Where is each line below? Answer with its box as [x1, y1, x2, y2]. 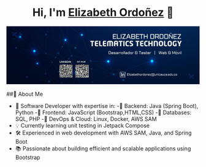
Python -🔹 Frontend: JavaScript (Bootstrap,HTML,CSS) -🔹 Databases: [15, 109, 192, 116]
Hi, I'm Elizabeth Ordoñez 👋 [32, 6, 174, 20]
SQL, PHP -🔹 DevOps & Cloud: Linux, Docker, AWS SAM [15, 115, 158, 123]
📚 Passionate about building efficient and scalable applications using [15, 145, 191, 152]
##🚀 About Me [6, 90, 44, 98]
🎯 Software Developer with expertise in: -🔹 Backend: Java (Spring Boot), [15, 103, 199, 110]
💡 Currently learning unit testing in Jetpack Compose [15, 122, 150, 130]
